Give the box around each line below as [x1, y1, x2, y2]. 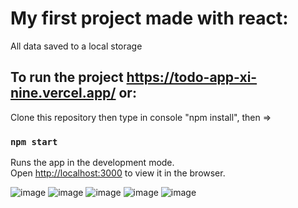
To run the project [10, 69, 124, 86]
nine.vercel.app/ [10, 85, 117, 102]
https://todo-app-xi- [126, 69, 258, 86]
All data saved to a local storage [10, 40, 143, 52]
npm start [10, 136, 58, 147]
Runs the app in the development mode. [10, 157, 175, 169]
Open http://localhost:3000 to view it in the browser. [10, 167, 226, 179]
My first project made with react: [10, 7, 289, 30]
